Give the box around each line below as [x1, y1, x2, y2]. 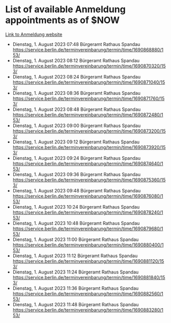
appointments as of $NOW [5, 14, 120, 26]
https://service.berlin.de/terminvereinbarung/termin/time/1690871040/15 [12, 79, 165, 85]
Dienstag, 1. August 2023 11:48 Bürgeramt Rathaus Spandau [12, 301, 139, 307]
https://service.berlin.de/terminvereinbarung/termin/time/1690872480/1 [12, 111, 163, 118]
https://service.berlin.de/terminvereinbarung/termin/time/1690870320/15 [12, 63, 166, 69]
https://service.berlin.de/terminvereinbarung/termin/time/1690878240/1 [12, 209, 163, 215]
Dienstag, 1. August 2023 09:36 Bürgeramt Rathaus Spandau [12, 171, 141, 177]
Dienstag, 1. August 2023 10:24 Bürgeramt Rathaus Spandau [12, 204, 140, 210]
